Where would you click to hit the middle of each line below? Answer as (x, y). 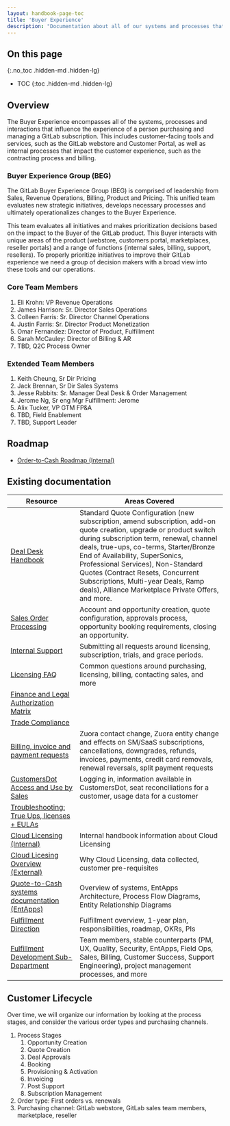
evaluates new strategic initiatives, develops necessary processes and (106, 205)
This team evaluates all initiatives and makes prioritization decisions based (112, 226)
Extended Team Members (51, 364)
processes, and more (114, 974)
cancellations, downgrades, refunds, (138, 751)
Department (30, 965)
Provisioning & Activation (62, 1072)
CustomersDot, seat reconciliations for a (144, 787)
